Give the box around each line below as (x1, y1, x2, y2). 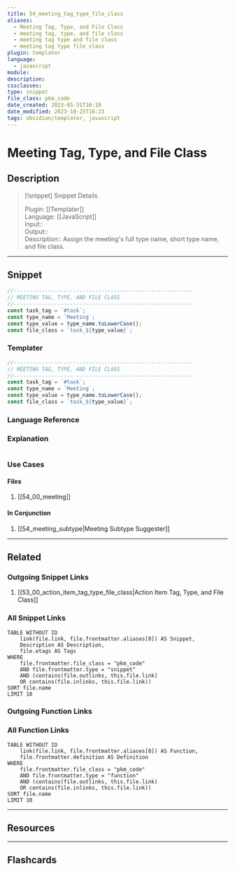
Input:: (24, 220, 43, 228)
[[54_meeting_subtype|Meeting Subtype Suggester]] (17, 524, 170, 533)
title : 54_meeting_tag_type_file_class (7, 10, 124, 18)
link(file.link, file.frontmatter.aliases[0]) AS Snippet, (20, 635, 196, 642)
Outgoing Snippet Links (7, 572, 89, 582)
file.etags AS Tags (20, 647, 77, 654)
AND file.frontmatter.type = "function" (20, 772, 139, 779)
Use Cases (7, 460, 45, 470)
